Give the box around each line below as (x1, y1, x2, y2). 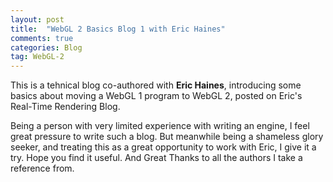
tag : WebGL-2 (10, 52, 65, 62)
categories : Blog (10, 42, 83, 53)
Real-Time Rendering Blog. (10, 101, 121, 113)
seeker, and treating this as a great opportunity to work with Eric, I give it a (10, 141, 317, 153)
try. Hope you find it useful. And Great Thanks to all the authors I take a (10, 152, 303, 164)
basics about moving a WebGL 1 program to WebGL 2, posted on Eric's (10, 90, 303, 102)
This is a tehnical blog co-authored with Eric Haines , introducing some (10, 79, 302, 91)
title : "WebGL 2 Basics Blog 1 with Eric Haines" (10, 24, 226, 34)
